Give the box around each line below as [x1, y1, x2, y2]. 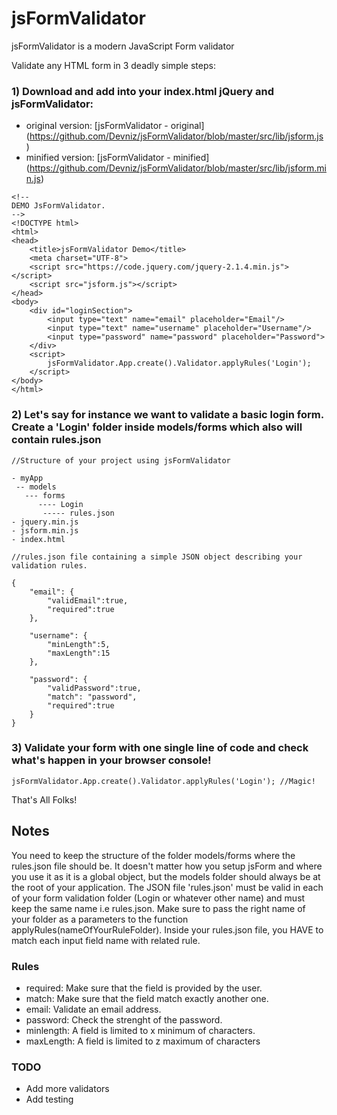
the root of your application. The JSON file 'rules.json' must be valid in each [11, 881, 324, 893]
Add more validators [25, 1083, 110, 1095]
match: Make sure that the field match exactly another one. [25, 992, 269, 1004]
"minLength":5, [47, 639, 111, 649]
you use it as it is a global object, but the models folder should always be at [11, 870, 321, 882]
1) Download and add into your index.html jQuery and [11, 84, 275, 98]
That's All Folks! [11, 793, 78, 806]
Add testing [25, 1093, 74, 1106]
